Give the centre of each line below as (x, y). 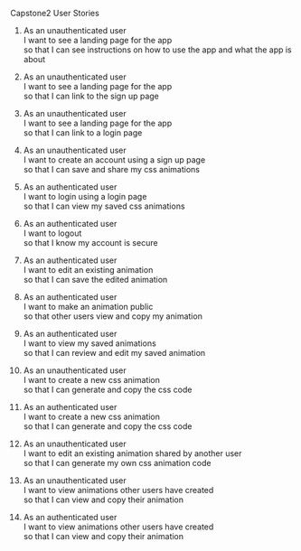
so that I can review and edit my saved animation (114, 353)
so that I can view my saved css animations (104, 206)
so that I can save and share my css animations (111, 169)
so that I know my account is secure (90, 243)
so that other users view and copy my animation (113, 316)
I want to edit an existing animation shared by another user (132, 453)
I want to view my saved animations (89, 343)
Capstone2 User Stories (55, 13)
